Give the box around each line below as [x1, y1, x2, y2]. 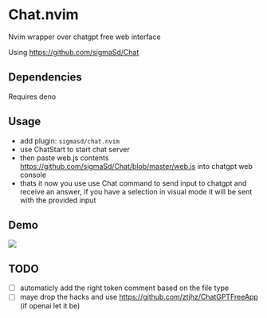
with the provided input [19, 195, 96, 205]
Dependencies [8, 70, 82, 84]
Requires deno [8, 92, 57, 101]
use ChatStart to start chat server [19, 144, 130, 154]
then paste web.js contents [19, 153, 109, 163]
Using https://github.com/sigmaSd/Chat [8, 47, 139, 57]
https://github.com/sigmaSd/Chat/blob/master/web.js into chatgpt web [19, 161, 253, 171]
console [19, 170, 46, 179]
